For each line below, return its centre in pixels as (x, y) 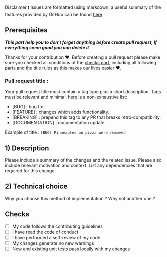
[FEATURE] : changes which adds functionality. (61, 112)
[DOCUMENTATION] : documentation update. (59, 123)
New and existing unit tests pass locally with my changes (71, 249)
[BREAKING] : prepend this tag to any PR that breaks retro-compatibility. (87, 117)
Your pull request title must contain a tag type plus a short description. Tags (83, 92)
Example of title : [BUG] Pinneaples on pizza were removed (65, 132)
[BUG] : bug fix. (28, 107)
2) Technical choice (36, 187)
